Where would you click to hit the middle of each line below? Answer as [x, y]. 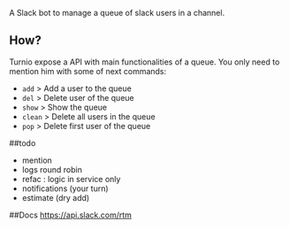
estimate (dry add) [56, 197]
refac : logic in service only [71, 179]
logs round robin [52, 169]
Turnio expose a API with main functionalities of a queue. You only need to [144, 62]
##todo [23, 143]
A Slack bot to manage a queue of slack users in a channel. [117, 13]
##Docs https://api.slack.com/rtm [71, 215]
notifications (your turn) [65, 188]
